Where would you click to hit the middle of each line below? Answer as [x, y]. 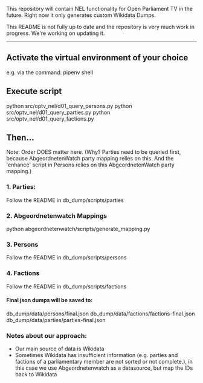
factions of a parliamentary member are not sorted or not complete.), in [104, 362]
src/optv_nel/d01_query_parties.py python [58, 112]
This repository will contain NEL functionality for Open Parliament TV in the [100, 9]
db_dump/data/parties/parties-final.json [56, 320]
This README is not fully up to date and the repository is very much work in [101, 27]
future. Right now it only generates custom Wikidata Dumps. [81, 15]
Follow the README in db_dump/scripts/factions [66, 286]
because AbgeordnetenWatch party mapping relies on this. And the [90, 159]
